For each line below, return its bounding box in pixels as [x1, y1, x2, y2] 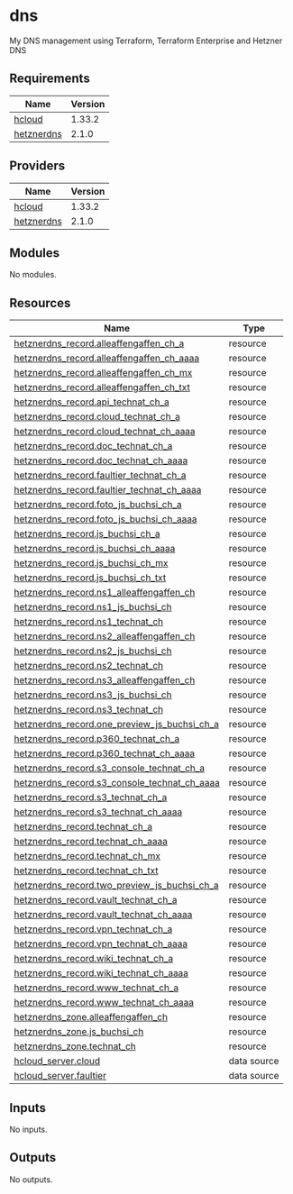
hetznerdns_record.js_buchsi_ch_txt [14, 571, 167, 584]
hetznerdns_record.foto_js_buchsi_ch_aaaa [14, 513, 197, 525]
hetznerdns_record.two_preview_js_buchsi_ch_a [14, 880, 219, 892]
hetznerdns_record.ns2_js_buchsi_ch [14, 645, 172, 658]
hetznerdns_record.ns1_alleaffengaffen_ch [14, 587, 196, 599]
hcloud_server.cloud [14, 1055, 101, 1068]
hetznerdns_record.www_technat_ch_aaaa [14, 997, 194, 1009]
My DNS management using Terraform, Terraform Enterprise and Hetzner [9, 35, 283, 46]
